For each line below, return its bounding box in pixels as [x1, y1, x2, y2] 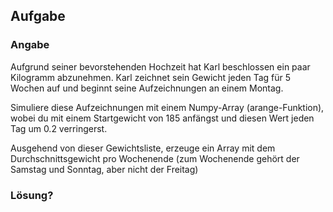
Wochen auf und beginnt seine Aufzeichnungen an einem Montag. [10, 82, 284, 94]
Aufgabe [10, 8, 66, 25]
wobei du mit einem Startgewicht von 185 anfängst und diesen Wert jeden [10, 112, 315, 124]
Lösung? [10, 188, 54, 202]
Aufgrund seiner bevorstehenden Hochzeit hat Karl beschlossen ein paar [10, 60, 311, 73]
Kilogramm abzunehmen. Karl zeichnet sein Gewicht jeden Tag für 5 [10, 71, 292, 83]
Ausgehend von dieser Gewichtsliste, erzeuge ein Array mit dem [10, 142, 276, 154]
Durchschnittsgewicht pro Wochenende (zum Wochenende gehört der [10, 152, 300, 164]
